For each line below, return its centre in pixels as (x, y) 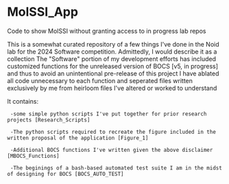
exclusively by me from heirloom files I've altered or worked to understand (112, 88)
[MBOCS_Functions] (33, 156)
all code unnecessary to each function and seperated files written (100, 80)
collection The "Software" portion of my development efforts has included (112, 58)
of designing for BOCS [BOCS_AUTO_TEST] (66, 174)
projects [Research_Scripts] (49, 120)
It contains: (23, 101)
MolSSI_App (43, 12)
